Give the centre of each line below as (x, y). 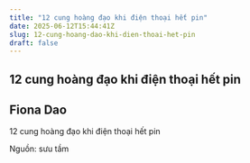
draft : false (34, 43)
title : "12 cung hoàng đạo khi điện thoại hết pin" (108, 18)
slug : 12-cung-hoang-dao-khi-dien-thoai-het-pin (102, 34)
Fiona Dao (38, 110)
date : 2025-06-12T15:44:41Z (62, 26)
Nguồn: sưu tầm (39, 149)
